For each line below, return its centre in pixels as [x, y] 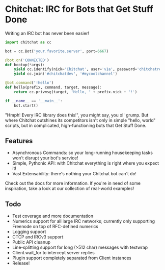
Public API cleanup [31, 242]
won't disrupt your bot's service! [45, 158]
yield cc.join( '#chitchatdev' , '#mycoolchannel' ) [66, 74]
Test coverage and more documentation [53, 216]
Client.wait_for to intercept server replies [53, 253]
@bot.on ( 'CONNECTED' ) [27, 60]
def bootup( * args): [25, 65]
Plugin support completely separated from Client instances [72, 258]
